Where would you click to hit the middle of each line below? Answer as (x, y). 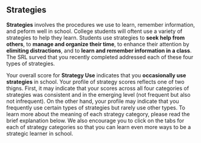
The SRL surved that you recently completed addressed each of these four (100, 57)
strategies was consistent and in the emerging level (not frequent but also (98, 94)
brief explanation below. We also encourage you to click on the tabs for (95, 120)
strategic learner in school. (40, 133)
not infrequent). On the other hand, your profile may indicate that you (93, 101)
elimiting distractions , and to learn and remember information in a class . (99, 51)
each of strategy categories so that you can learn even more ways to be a (99, 127)
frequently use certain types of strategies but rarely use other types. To (96, 107)
